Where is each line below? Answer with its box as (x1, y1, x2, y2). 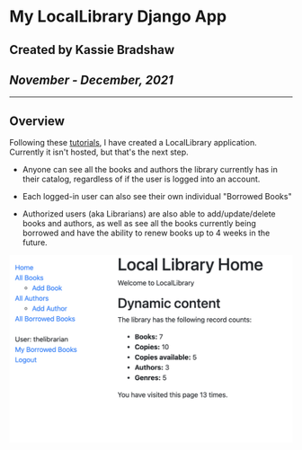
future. (22, 237, 48, 248)
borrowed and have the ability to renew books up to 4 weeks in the (22, 227, 271, 239)
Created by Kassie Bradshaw (9, 42, 175, 57)
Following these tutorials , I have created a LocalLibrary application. (9, 137, 258, 148)
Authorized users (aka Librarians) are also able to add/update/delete (22, 208, 276, 219)
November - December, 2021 (9, 72, 173, 87)
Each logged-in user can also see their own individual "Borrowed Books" (22, 191, 292, 202)
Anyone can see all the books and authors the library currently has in (22, 164, 279, 175)
